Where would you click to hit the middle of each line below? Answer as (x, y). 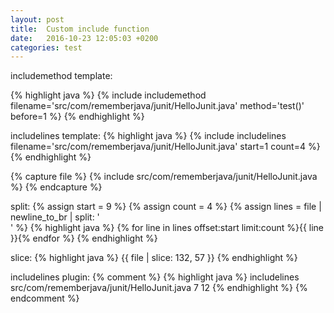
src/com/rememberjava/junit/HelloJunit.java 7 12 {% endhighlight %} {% (159, 288)
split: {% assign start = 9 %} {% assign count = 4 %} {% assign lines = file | (166, 207)
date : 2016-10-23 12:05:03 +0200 (84, 38)
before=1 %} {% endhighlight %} (77, 117)
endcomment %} (45, 298)
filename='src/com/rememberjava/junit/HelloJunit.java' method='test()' (157, 106)
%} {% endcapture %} (56, 187)
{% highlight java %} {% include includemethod (108, 95)
